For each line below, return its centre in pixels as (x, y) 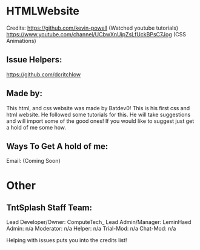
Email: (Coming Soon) (33, 161)
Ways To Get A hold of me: (57, 146)
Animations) (21, 41)
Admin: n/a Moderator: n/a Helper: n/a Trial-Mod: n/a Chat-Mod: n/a (91, 229)
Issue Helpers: (34, 60)
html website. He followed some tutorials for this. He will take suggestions (98, 114)
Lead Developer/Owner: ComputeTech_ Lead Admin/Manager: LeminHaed (99, 222)
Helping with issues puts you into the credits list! (67, 240)
